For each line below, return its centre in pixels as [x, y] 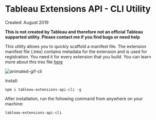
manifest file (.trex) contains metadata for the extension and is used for [76, 51]
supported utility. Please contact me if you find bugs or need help [72, 37]
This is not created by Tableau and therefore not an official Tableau [74, 32]
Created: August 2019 [27, 22]
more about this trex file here [34, 62]
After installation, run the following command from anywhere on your [74, 99]
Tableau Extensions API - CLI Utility [78, 9]
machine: [14, 103]
